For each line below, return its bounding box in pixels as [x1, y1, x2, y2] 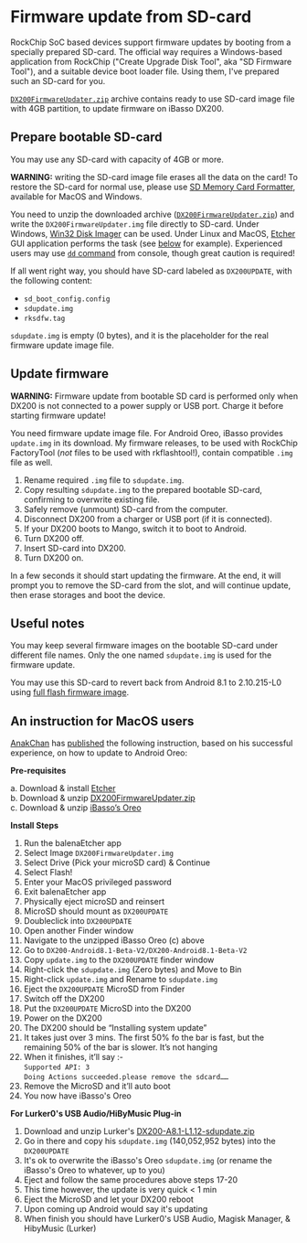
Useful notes [10, 616, 85, 631]
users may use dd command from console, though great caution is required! [10, 247, 295, 258]
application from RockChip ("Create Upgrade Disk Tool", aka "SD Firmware [10, 56, 292, 67]
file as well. [10, 456, 53, 467]
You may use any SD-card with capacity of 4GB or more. [10, 154, 225, 165]
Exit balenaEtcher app [23, 886, 107, 897]
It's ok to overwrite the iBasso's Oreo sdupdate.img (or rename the [23, 1155, 272, 1166]
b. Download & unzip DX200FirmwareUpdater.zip [10, 793, 196, 804]
